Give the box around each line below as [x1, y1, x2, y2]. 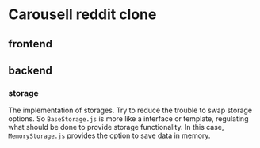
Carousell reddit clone [8, 6, 157, 24]
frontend [8, 37, 53, 51]
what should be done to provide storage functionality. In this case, [8, 123, 224, 132]
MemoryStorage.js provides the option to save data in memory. [8, 131, 211, 140]
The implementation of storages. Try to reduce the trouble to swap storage [8, 105, 252, 116]
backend [8, 63, 53, 77]
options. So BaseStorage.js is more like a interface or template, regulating [8, 114, 249, 123]
